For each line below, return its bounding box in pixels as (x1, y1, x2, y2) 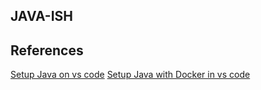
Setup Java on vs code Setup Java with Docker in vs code (10, 69, 251, 81)
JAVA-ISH (10, 8, 74, 25)
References (10, 42, 84, 59)
